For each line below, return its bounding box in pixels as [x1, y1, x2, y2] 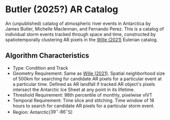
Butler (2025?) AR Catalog [5, 4, 118, 15]
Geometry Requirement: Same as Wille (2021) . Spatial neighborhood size [12, 70, 165, 76]
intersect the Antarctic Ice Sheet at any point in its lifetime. [12, 86, 135, 93]
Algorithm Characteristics [5, 51, 90, 60]
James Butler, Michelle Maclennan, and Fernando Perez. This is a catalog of [5, 25, 164, 32]
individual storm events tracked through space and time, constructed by [5, 31, 156, 37]
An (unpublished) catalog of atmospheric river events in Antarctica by [5, 20, 151, 26]
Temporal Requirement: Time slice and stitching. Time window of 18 [12, 97, 155, 103]
